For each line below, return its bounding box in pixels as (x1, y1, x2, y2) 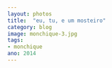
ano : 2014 (7, 50, 37, 57)
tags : (7, 37, 23, 44)
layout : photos (7, 10, 52, 18)
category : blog (7, 23, 52, 30)
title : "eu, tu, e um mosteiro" (7, 17, 106, 24)
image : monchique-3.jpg (7, 30, 78, 38)
